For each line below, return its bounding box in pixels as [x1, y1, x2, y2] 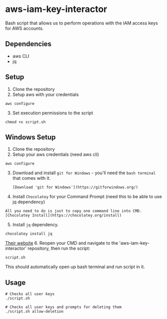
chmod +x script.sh [5, 119, 46, 124]
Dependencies [5, 40, 51, 48]
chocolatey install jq [5, 231, 52, 237]
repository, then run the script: [27, 246, 90, 252]
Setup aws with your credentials [12, 91, 79, 97]
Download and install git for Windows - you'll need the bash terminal [12, 170, 156, 176]
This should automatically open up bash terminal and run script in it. [5, 264, 145, 270]
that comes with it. [12, 175, 51, 181]
